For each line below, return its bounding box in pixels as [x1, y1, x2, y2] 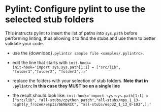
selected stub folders [5, 14, 95, 25]
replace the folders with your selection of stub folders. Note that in [12, 78, 148, 84]
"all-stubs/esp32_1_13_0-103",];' [80, 102, 152, 107]
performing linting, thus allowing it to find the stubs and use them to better [5, 35, 156, 41]
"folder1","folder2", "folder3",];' [12, 69, 88, 74]
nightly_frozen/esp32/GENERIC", [12, 102, 79, 107]
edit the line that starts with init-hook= [12, 59, 91, 65]
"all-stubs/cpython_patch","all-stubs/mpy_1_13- [38, 97, 141, 103]
